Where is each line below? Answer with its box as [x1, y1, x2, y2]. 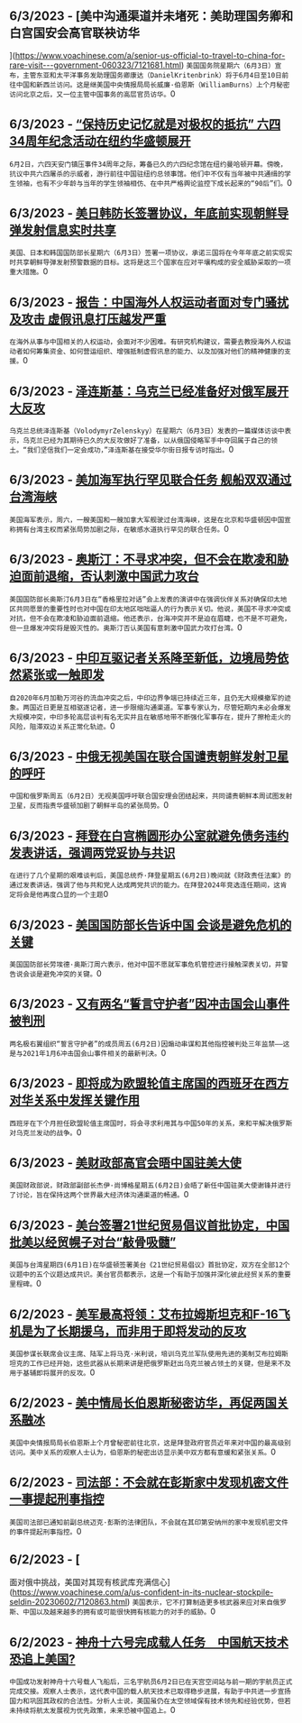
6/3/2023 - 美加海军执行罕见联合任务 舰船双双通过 [9, 472, 292, 488]
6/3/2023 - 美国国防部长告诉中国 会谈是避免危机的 [9, 917, 292, 932]
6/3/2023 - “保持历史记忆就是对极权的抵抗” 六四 [9, 116, 281, 133]
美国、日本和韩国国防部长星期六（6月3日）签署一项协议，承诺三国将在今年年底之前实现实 [9, 249, 293, 258]
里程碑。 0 [9, 1279, 42, 1289]
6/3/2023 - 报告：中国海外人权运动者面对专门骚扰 [9, 294, 289, 309]
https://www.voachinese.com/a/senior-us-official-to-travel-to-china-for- [14, 50, 286, 60]
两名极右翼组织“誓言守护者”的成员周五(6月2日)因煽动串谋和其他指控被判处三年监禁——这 [9, 1040, 290, 1049]
